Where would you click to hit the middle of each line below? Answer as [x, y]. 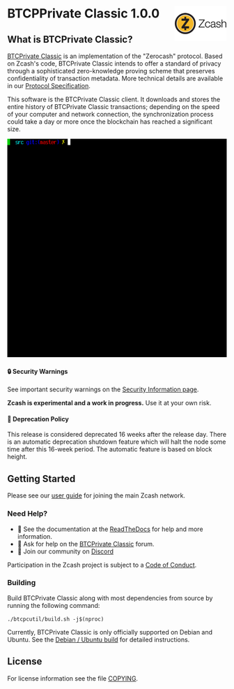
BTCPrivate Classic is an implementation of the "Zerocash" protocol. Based [115, 56]
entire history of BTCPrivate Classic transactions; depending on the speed [114, 107]
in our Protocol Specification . [49, 86]
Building [22, 583]
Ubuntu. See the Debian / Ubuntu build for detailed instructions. [99, 639]
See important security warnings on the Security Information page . [103, 389]
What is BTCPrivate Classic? [70, 39]
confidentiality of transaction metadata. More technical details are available [115, 78]
